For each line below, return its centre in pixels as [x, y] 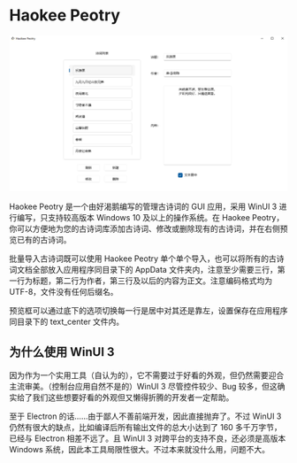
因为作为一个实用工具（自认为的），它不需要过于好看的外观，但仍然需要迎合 [147, 375]
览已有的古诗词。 [40, 239]
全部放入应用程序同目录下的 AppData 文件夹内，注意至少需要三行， [155, 269]
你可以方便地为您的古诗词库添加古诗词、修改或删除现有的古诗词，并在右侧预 [148, 228]
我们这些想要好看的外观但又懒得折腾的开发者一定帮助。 [133, 397]
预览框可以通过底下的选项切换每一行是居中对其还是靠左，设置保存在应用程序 [148, 310]
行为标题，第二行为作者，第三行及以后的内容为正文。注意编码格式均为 [144, 281]
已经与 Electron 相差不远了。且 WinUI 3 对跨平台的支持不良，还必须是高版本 [148, 438]
